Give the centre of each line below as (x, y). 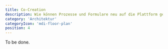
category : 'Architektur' (31, 19)
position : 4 (17, 28)
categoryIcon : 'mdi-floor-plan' (39, 24)
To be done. (17, 42)
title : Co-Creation (25, 10)
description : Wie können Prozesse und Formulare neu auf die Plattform (81, 14)
